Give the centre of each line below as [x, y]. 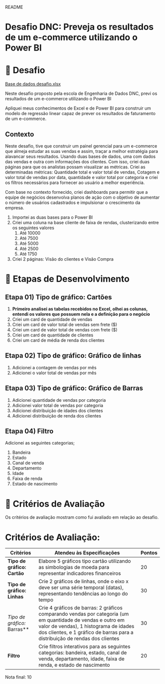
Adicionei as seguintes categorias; [40, 443]
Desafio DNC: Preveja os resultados [79, 27]
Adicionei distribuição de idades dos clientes [57, 411]
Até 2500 [29, 248]
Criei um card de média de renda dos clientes [58, 340]
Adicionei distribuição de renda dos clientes [57, 416]
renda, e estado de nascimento [74, 665]
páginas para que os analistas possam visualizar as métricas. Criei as [75, 167]
